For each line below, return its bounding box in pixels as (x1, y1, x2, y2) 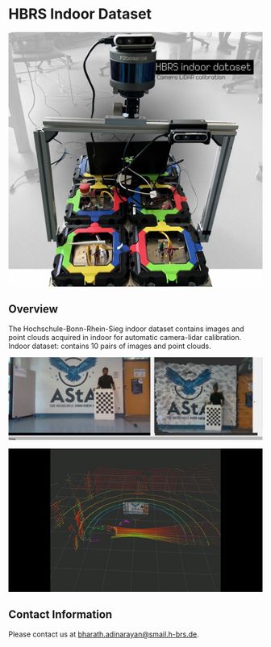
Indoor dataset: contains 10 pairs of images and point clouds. (8, 341, 211, 351)
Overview (8, 302, 59, 316)
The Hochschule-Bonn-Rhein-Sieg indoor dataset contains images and (8, 324, 244, 334)
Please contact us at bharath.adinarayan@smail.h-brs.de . (8, 629, 199, 639)
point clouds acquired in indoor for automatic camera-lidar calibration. (8, 332, 242, 342)
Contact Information (8, 607, 113, 622)
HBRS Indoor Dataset (8, 5, 152, 23)
